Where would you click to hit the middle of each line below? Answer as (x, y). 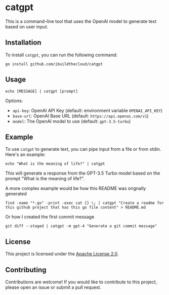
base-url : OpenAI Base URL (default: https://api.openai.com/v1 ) (80, 116)
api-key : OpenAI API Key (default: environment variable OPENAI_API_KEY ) (88, 110)
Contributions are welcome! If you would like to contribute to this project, (81, 282)
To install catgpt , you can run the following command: (61, 55)
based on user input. (27, 26)
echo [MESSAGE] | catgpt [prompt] (42, 91)
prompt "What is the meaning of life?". (45, 179)
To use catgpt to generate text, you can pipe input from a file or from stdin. (83, 149)
